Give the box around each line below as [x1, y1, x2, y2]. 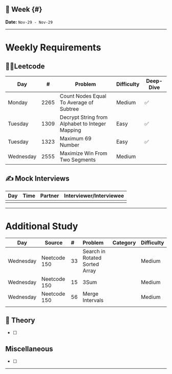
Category [112, 239, 136, 246]
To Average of [59, 99, 94, 106]
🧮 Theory [5, 316, 35, 325]
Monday [8, 99, 28, 106]
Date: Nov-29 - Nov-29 [5, 19, 53, 25]
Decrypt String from [59, 114, 108, 121]
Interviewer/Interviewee [63, 192, 124, 199]
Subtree [59, 105, 79, 112]
